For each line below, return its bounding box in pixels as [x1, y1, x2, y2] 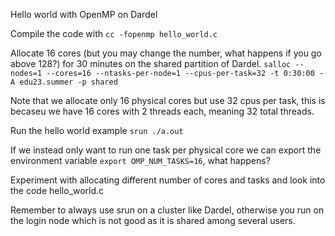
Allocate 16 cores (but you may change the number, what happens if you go [10, 47, 322, 59]
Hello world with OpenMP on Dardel [10, 9, 158, 20]
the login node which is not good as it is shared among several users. [10, 215, 296, 226]
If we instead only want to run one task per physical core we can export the [10, 144, 322, 156]
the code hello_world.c [10, 185, 105, 196]
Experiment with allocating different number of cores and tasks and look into [10, 174, 326, 186]
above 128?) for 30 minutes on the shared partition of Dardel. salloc [10, 58, 292, 69]
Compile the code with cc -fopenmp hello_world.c [10, 28, 218, 39]
